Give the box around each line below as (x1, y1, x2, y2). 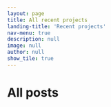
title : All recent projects (7, 17, 88, 23)
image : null (7, 42, 41, 49)
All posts (7, 84, 59, 100)
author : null (7, 49, 45, 56)
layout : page (7, 10, 45, 17)
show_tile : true (7, 55, 54, 62)
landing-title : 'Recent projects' (7, 23, 107, 30)
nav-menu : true (7, 29, 51, 37)
